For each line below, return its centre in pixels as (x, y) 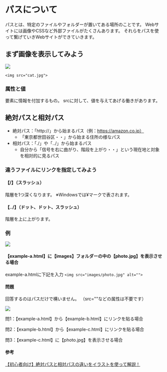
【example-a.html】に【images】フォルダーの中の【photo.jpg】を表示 (79, 256)
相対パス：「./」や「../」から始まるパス (52, 143)
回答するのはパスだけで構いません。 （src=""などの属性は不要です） (76, 299)
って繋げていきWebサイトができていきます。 (51, 37)
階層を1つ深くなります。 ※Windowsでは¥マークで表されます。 (69, 194)
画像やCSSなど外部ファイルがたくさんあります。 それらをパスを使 (90, 30)
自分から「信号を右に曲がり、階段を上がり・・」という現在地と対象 (90, 149)
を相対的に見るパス (40, 156)
